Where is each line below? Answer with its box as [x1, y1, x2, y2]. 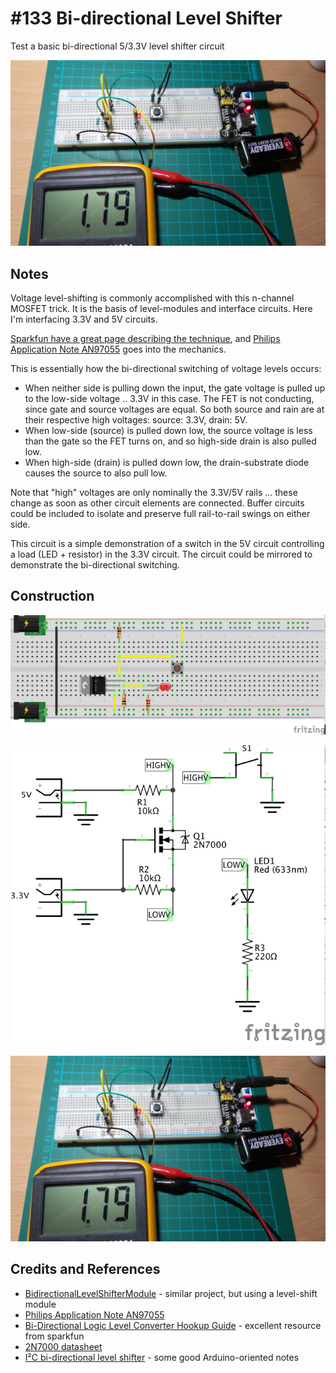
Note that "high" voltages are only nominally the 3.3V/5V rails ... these [10, 487, 298, 499]
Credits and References [10, 1261, 161, 1278]
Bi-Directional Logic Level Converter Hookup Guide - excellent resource [24, 1319, 322, 1331]
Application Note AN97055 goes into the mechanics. [10, 343, 227, 356]
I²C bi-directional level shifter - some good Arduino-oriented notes [24, 1351, 300, 1363]
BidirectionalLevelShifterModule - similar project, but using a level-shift [24, 1287, 318, 1299]
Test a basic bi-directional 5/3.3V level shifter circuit [10, 40, 225, 52]
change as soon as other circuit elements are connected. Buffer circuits [10, 497, 305, 509]
